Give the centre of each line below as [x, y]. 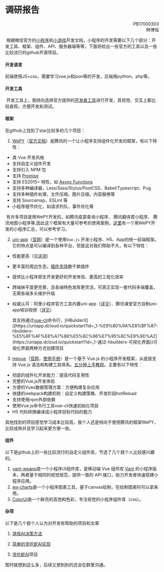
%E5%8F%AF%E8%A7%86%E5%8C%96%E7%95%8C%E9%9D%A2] [84, 336]
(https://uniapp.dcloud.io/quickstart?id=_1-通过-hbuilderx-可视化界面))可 [85, 342]
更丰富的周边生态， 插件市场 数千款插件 [51, 266]
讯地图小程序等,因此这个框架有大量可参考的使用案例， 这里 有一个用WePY [78, 223]
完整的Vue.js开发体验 [33, 381]
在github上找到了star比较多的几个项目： [45, 130]
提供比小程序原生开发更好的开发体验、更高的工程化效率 [68, 277]
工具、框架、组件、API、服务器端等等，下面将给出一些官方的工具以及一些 [83, 46]
